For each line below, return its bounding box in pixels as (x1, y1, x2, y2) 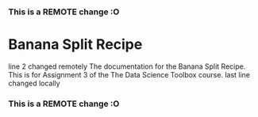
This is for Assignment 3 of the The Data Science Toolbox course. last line (8, 70, 251, 79)
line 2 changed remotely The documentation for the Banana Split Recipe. (8, 62, 246, 71)
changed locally (8, 78, 61, 88)
